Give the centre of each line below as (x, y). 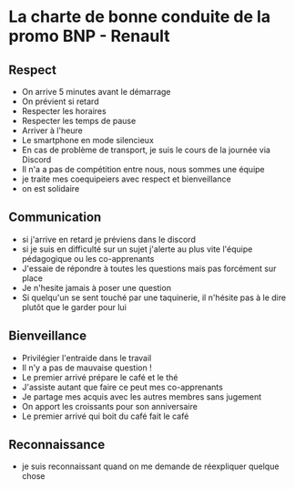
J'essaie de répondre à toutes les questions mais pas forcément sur (149, 268)
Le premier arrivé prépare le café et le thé (100, 377)
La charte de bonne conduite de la (139, 17)
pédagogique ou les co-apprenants (88, 258)
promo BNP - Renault (89, 36)
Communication (55, 218)
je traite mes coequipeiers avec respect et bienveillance (126, 179)
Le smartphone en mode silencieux (87, 140)
